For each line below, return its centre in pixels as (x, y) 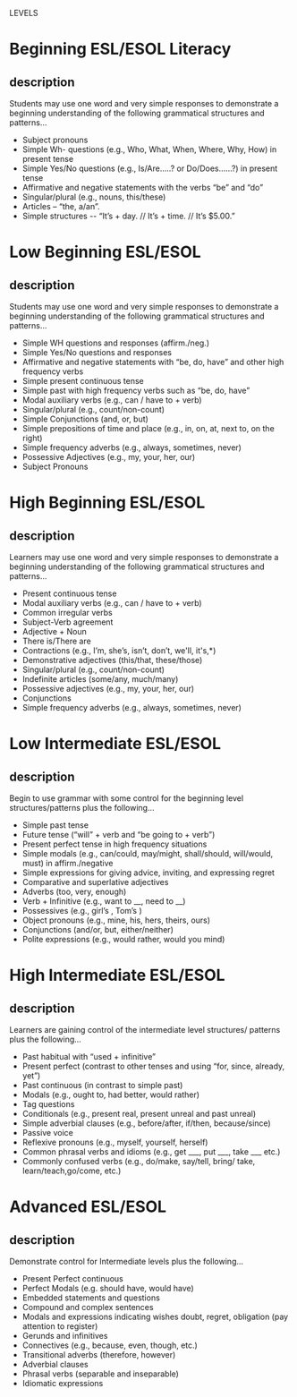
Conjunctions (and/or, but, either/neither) (98, 929)
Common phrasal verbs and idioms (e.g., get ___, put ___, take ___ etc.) (151, 1152)
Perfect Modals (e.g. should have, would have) (108, 1288)
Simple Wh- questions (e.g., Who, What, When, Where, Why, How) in (149, 149)
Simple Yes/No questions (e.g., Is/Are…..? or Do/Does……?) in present (150, 168)
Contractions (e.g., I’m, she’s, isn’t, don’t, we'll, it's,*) (119, 651)
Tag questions (48, 1104)
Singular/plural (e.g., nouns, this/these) (94, 197)
